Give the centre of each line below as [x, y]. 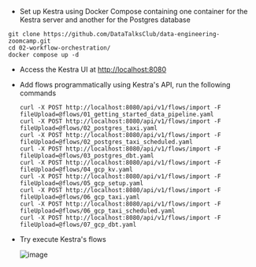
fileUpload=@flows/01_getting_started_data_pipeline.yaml [117, 114]
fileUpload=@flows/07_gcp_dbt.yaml [78, 224]
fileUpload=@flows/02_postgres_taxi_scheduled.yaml [106, 142]
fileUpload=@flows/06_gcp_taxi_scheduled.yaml [97, 211]
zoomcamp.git [30, 41]
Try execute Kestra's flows [63, 239]
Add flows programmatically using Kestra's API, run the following [125, 85]
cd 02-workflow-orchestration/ [59, 48]
